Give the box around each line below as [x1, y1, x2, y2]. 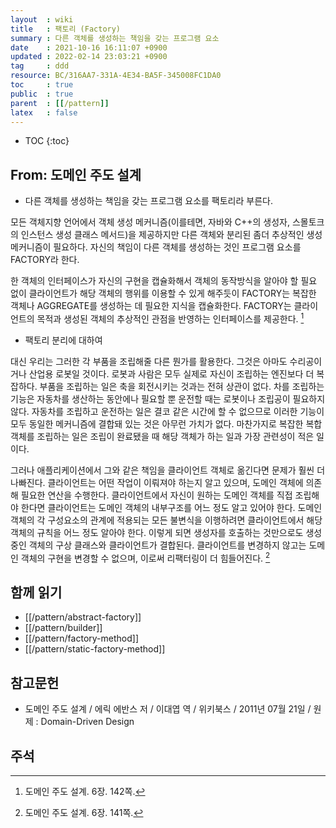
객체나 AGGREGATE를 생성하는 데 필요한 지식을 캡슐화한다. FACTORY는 [10, 300, 292, 312]
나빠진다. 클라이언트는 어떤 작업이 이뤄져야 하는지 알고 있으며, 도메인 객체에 [10, 476, 304, 488]
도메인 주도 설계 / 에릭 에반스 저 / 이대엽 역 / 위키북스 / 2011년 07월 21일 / [24, 703, 312, 715]
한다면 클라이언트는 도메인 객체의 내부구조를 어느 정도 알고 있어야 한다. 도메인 [20, 501, 323, 513]
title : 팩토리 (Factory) [10, 24, 122, 34]
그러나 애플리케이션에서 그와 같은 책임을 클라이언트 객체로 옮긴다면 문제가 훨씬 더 [10, 464, 326, 476]
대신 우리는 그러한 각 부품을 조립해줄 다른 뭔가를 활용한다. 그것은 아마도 [10, 355, 288, 367]
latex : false [10, 107, 78, 118]
